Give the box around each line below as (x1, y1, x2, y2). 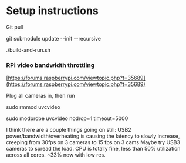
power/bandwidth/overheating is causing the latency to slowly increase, (6, 132, 180, 139)
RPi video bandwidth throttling (6, 61, 95, 69)
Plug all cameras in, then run (6, 92, 75, 99)
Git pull (6, 24, 23, 31)
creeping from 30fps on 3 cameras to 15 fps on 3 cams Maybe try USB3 (6, 139, 181, 146)
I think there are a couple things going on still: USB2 (6, 127, 131, 134)
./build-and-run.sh (6, 46, 51, 54)
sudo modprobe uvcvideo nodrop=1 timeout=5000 (6, 115, 128, 122)
